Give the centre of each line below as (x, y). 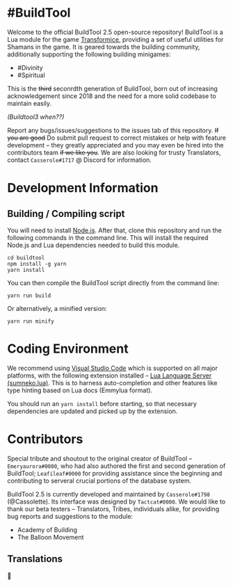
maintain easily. (30, 103)
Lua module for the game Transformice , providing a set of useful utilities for (115, 39)
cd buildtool (26, 258)
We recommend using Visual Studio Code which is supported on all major (112, 368)
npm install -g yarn (37, 264)
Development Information (83, 188)
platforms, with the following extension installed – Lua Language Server (110, 375)
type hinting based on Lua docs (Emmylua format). (80, 390)
